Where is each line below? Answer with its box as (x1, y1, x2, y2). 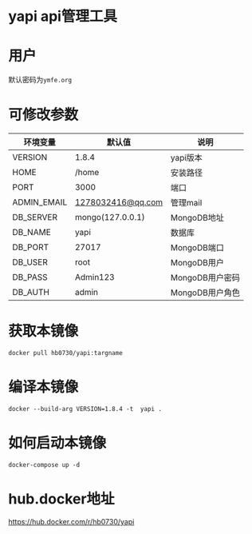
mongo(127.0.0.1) (74, 212, 145, 223)
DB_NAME (12, 227, 52, 238)
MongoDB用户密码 (170, 273, 241, 284)
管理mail (170, 197, 203, 209)
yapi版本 (170, 153, 203, 164)
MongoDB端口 (170, 242, 225, 253)
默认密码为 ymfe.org (8, 75, 73, 85)
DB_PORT (12, 241, 49, 253)
